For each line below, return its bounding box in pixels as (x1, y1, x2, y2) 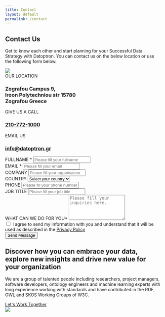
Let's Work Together (5, 301, 47, 307)
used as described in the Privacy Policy (5, 226, 85, 233)
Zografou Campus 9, (5, 85, 56, 92)
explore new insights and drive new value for (5, 255, 146, 264)
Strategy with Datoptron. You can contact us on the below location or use (5, 53, 155, 59)
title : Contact (5, 7, 37, 12)
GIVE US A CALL (5, 109, 39, 115)
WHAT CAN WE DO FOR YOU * (5, 215, 68, 221)
